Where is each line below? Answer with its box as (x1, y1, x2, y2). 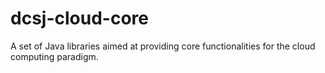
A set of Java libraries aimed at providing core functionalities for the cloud (10, 40, 316, 52)
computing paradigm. (10, 50, 99, 62)
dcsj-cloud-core (10, 7, 149, 30)
